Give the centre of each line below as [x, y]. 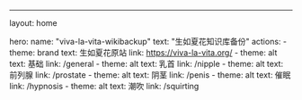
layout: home [33, 23]
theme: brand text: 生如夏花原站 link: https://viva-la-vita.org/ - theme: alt [143, 53]
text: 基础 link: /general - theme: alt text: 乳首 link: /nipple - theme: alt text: [147, 64]
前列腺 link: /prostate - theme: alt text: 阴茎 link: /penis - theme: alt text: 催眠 [150, 75]
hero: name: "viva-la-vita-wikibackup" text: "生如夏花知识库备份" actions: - [148, 42]
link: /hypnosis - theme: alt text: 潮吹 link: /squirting [104, 86]
